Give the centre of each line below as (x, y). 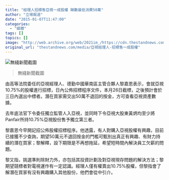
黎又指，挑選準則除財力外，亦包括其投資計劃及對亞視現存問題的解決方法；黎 (84, 159)
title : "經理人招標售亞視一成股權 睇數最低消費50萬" (54, 10)
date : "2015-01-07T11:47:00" (36, 19)
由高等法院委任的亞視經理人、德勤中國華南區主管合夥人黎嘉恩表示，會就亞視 (84, 83)
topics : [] (17, 38)
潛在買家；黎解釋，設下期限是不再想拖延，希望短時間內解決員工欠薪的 (87, 143)
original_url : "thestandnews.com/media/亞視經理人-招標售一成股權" (73, 47)
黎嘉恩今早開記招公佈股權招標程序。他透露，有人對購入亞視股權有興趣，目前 (84, 130)
